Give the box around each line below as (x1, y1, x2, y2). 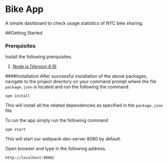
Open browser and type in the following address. (5, 145, 107, 151)
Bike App (5, 4, 44, 15)
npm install (5, 94, 30, 99)
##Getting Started (5, 30, 43, 36)
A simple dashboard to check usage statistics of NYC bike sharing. (5, 20, 143, 26)
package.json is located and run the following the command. (5, 84, 130, 90)
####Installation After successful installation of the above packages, (5, 73, 147, 79)
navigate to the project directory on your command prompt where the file (5, 79, 157, 85)
